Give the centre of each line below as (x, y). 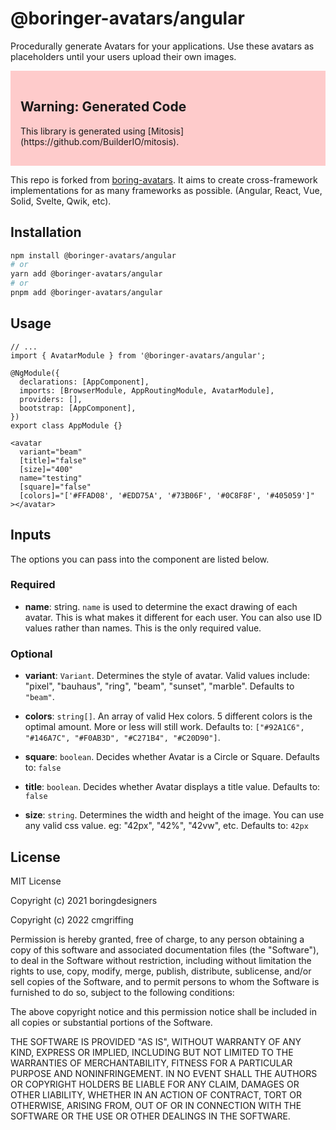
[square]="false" (55, 487)
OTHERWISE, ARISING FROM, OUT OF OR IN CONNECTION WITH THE (156, 1105)
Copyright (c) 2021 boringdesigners (84, 900)
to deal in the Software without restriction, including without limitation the (161, 960)
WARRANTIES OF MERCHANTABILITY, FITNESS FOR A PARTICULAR (151, 1063)
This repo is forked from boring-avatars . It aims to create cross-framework (164, 179)
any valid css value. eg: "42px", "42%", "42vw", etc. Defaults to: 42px (166, 826)
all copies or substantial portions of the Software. (111, 1022)
